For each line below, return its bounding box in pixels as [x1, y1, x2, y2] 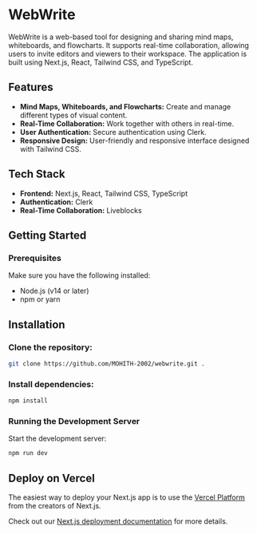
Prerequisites [8, 252, 61, 263]
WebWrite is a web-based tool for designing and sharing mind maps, [8, 32, 234, 42]
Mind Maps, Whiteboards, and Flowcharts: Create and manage [19, 101, 231, 111]
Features [8, 81, 53, 94]
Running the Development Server [8, 415, 140, 426]
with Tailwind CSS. [19, 144, 81, 153]
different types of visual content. [19, 110, 128, 120]
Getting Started [8, 228, 87, 242]
